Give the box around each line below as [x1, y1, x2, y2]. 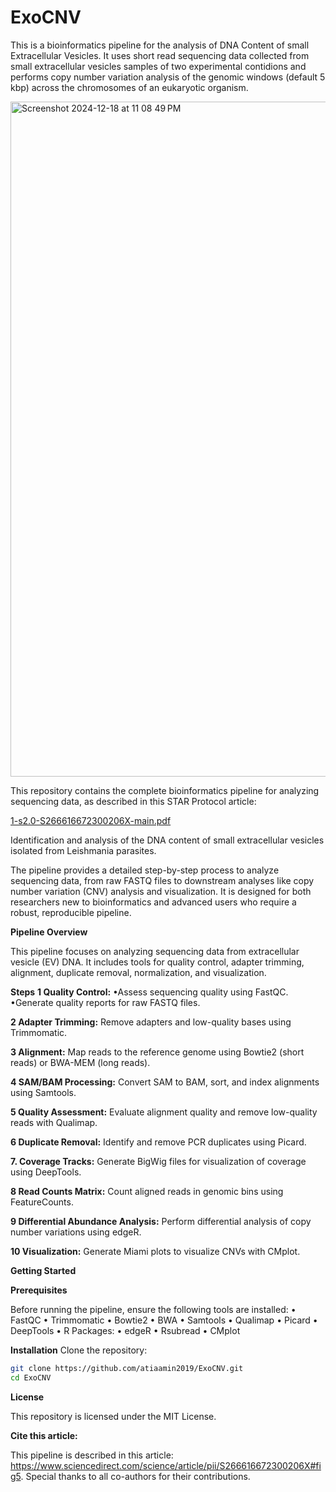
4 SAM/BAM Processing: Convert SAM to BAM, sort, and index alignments [10, 1076, 320, 1088]
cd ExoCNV [10, 1372, 52, 1383]
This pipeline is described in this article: [10, 1449, 174, 1461]
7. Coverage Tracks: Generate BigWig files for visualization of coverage [10, 1155, 307, 1167]
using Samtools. [10, 1086, 77, 1098]
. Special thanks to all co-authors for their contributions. [20, 1470, 251, 1482]
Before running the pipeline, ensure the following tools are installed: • [10, 1303, 297, 1315]
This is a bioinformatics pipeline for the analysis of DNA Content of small [10, 39, 310, 51]
